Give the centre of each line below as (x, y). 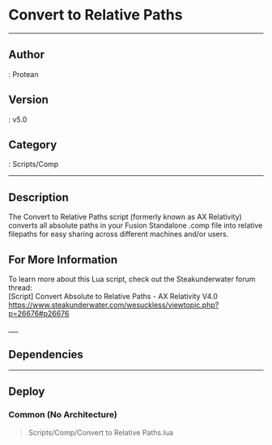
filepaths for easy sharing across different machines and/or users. (119, 234)
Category (33, 145)
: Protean (23, 74)
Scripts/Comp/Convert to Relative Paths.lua (101, 432)
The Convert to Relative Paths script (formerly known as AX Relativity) (125, 217)
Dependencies (46, 355)
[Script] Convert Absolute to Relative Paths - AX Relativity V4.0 (113, 296)
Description (38, 197)
